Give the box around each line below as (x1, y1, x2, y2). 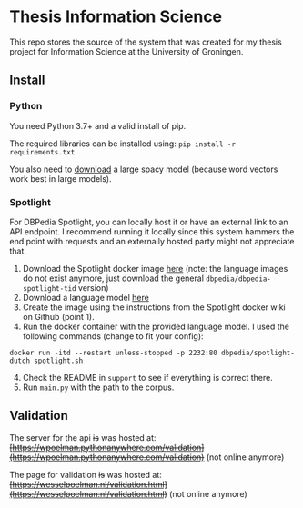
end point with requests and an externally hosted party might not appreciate (9, 235, 295, 246)
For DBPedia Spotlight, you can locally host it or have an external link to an (9, 216, 288, 227)
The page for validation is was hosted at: (9, 469, 162, 480)
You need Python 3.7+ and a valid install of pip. (9, 120, 187, 131)
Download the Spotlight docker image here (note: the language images (22, 263, 288, 274)
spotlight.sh (33, 356, 84, 365)
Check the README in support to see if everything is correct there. (22, 372, 273, 383)
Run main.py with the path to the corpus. (22, 382, 175, 393)
